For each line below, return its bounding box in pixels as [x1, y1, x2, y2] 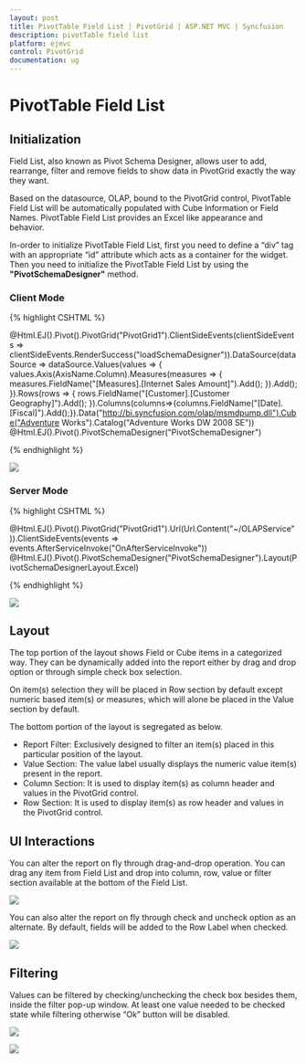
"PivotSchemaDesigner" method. [9, 268, 139, 279]
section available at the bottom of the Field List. [9, 878, 188, 889]
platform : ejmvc [9, 38, 71, 48]
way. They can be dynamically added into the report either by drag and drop [9, 657, 297, 668]
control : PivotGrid [9, 47, 84, 57]
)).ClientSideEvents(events [9, 532, 110, 543]
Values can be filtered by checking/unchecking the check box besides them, [9, 990, 298, 1001]
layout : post [9, 13, 59, 23]
